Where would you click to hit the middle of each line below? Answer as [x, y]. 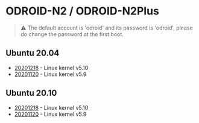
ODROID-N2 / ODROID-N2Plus [82, 11]
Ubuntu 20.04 [33, 53]
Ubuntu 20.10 [31, 93]
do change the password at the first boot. [72, 34]
